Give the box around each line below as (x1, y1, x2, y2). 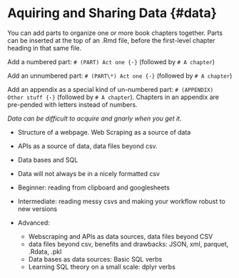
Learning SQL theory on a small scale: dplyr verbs (28, 262, 176, 271)
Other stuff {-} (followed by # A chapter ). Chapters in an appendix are (7, 93, 220, 101)
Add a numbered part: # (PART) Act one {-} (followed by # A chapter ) (7, 57, 215, 66)
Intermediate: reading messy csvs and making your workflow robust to (17, 197, 226, 205)
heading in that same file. (7, 43, 82, 52)
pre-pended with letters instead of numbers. (7, 100, 138, 108)
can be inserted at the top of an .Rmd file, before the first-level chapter (7, 36, 215, 44)
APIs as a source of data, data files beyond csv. (17, 141, 158, 150)
